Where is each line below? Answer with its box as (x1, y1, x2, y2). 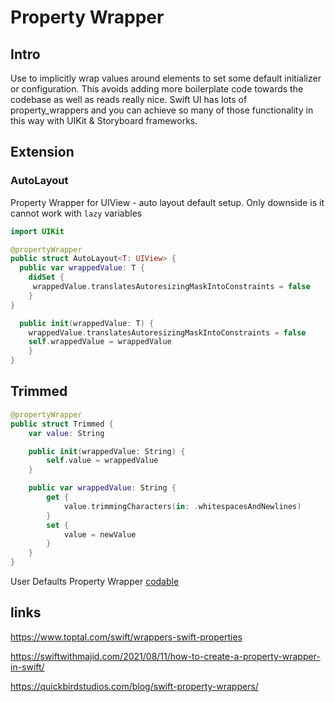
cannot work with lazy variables (10, 207, 143, 219)
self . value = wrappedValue (46, 456, 159, 466)
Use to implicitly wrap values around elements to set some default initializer (10, 72, 322, 84)
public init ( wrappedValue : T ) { (19, 318, 155, 328)
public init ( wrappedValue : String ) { (28, 446, 186, 456)
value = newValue (63, 529, 137, 540)
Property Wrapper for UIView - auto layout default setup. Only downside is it (10, 196, 325, 208)
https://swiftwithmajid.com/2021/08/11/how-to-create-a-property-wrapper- (10, 650, 321, 662)
